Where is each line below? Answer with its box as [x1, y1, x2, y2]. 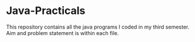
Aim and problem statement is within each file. [6, 29, 119, 36]
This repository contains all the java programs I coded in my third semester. [6, 23, 190, 30]
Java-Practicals [6, 4, 86, 17]
